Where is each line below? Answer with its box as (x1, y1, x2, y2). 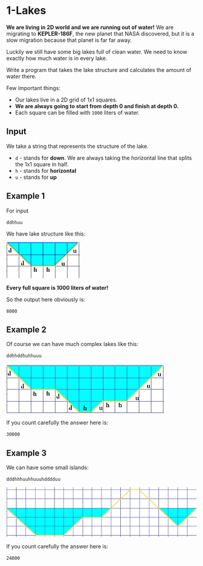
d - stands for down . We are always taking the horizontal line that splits (14, 154, 192, 161)
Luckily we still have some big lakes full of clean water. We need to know (6, 48, 187, 55)
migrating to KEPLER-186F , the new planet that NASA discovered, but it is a (6, 30, 195, 37)
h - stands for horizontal (14, 167, 77, 174)
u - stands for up (14, 173, 57, 181)
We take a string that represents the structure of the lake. (6, 143, 149, 150)
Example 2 (6, 324, 47, 335)
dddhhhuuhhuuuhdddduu (6, 477, 61, 483)
